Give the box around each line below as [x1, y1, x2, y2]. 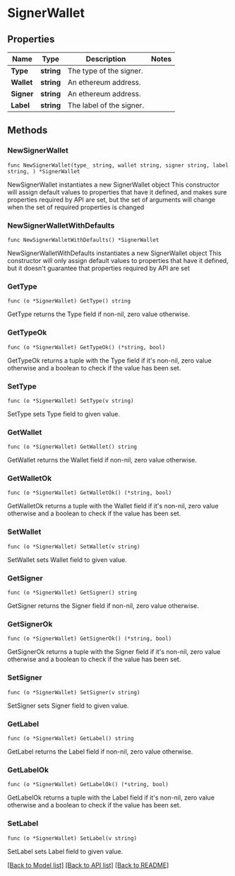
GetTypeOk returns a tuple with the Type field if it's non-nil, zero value [7, 356, 212, 365]
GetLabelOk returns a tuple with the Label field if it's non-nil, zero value [7, 793, 215, 802]
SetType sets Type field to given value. [7, 409, 120, 418]
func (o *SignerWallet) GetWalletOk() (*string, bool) [7, 489, 172, 496]
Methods [7, 124, 48, 136]
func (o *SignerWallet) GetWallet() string [7, 443, 138, 450]
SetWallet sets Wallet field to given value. [7, 555, 127, 563]
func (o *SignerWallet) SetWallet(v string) [7, 543, 140, 550]
